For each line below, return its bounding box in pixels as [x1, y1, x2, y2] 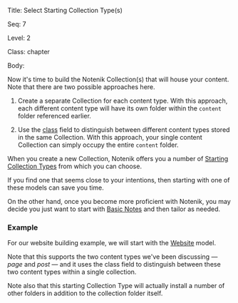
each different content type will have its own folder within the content [17, 104, 222, 113]
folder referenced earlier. [17, 112, 91, 120]
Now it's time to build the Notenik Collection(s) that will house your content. [7, 75, 229, 83]
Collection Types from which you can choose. [7, 162, 143, 170]
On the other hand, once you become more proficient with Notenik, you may [7, 197, 232, 205]
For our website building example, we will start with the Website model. [7, 239, 216, 247]
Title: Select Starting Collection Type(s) [7, 6, 123, 14]
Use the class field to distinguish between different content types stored [17, 125, 230, 134]
